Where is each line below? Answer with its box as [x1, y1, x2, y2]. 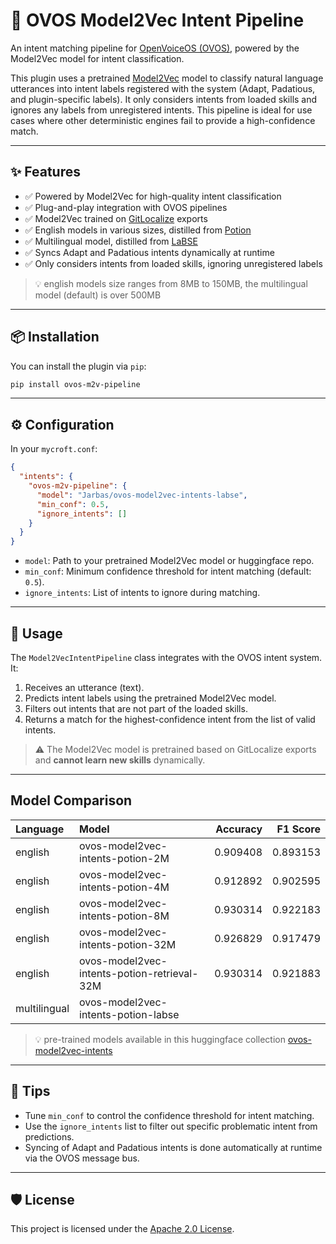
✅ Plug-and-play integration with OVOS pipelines [24, 201, 228, 213]
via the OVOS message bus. [24, 1152, 140, 1164]
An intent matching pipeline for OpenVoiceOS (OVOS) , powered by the [10, 42, 300, 54]
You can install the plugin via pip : [10, 360, 147, 372]
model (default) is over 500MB [34, 289, 162, 301]
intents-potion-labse [79, 1007, 180, 1021]
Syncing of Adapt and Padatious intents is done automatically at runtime [24, 1141, 323, 1153]
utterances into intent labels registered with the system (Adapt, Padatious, [10, 82, 316, 94]
